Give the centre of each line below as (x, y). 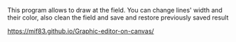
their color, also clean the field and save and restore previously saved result (118, 17)
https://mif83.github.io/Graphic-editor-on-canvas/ (81, 31)
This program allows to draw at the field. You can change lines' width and (115, 10)
